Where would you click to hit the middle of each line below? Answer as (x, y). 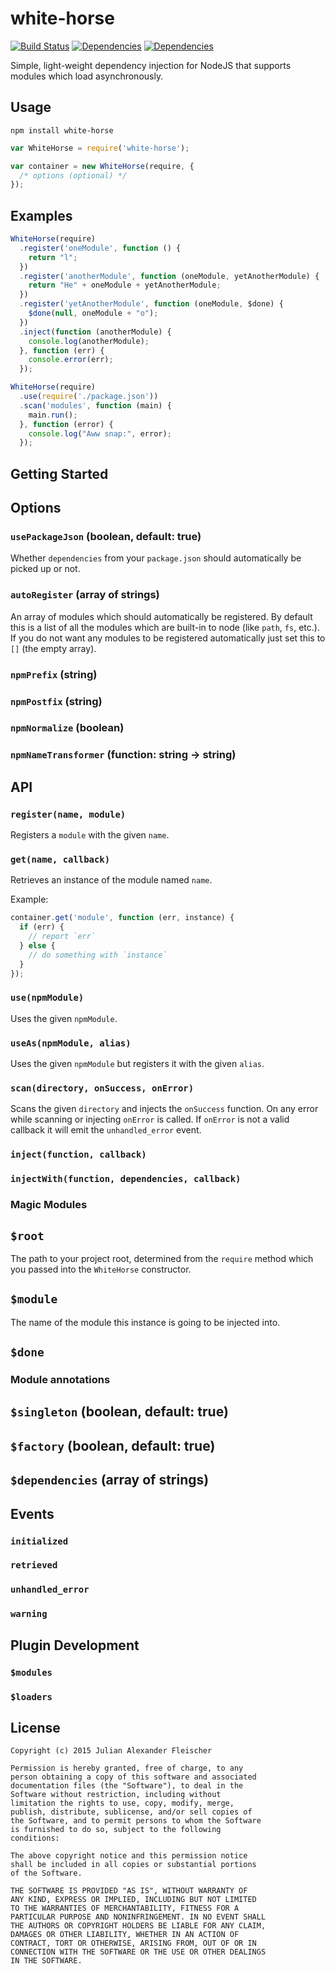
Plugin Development (75, 1645)
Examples (41, 215)
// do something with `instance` (98, 955)
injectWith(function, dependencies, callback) (126, 1179)
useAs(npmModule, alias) (71, 1043)
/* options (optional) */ (73, 175)
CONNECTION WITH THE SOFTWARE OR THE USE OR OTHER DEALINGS (138, 1952)
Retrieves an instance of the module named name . (111, 880)
